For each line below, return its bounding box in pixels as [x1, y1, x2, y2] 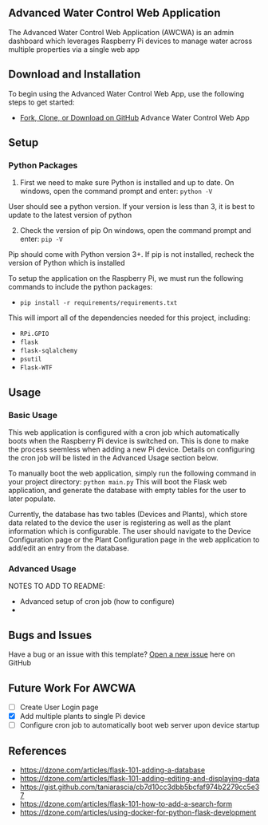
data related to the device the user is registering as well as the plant [8, 518, 231, 527]
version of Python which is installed [8, 259, 125, 268]
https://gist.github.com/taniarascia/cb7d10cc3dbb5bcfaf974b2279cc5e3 [19, 782, 260, 791]
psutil [19, 355, 42, 364]
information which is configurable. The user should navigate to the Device [8, 527, 251, 535]
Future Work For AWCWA [8, 681, 136, 695]
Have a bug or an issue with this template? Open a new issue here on [8, 649, 235, 659]
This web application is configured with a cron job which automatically [8, 428, 240, 437]
